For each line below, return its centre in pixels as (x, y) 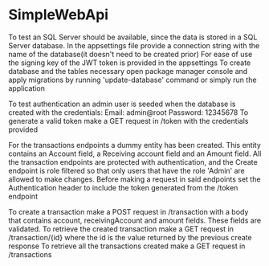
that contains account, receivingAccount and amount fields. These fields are (135, 220)
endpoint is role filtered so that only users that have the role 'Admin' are (126, 170)
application (27, 88)
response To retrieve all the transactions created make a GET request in (127, 246)
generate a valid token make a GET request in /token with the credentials (128, 121)
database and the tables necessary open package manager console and (128, 71)
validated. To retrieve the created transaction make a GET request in (121, 229)
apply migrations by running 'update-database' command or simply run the (132, 80)
